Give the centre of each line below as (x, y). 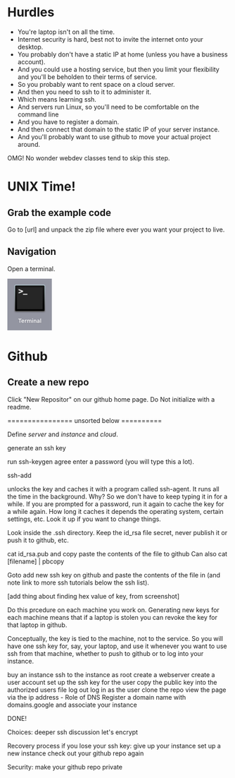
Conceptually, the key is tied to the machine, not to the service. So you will (115, 638)
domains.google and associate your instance (72, 705)
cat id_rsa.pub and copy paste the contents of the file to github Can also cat (117, 553)
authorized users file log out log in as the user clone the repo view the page (117, 690)
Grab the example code (59, 213)
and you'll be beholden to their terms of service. (87, 77)
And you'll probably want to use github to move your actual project (114, 137)
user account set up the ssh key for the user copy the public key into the (112, 682)
